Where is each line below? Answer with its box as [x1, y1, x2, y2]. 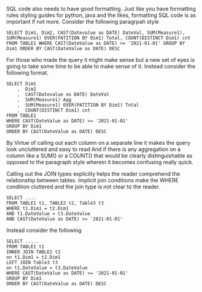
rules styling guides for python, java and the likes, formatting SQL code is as [6, 12, 197, 19]
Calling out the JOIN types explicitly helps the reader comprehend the [6, 170, 180, 178]
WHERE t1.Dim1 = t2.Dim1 [6, 205, 69, 211]
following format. [6, 69, 49, 76]
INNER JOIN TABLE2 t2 [6, 249, 61, 255]
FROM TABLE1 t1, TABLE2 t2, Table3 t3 [6, 200, 104, 206]
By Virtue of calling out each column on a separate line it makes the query [6, 139, 191, 146]
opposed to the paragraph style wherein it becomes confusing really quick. [6, 159, 194, 165]
